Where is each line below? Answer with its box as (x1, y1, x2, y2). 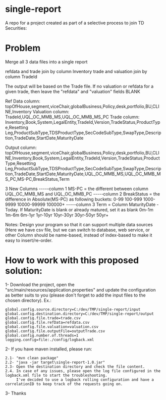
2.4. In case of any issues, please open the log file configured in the (5, 368, 161, 373)
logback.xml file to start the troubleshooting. (5, 373, 108, 378)
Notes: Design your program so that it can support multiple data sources (5, 221, 153, 227)
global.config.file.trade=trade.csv (5, 315, 81, 320)
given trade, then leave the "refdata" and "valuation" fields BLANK (5, 88, 140, 95)
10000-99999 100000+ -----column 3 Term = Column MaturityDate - (17, 201, 159, 207)
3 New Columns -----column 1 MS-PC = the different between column (5, 186, 149, 192)
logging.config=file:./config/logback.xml (5, 337, 94, 342)
